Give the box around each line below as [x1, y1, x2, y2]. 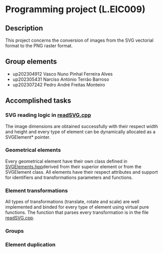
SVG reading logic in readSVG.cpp [5, 112, 91, 119]
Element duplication [5, 241, 56, 248]
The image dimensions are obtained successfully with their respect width [5, 123, 158, 129]
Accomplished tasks [5, 97, 71, 105]
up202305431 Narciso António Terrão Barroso [12, 76, 109, 82]
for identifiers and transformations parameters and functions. [5, 174, 133, 180]
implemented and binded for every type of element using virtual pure [5, 204, 149, 210]
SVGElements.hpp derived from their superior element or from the [5, 164, 142, 170]
